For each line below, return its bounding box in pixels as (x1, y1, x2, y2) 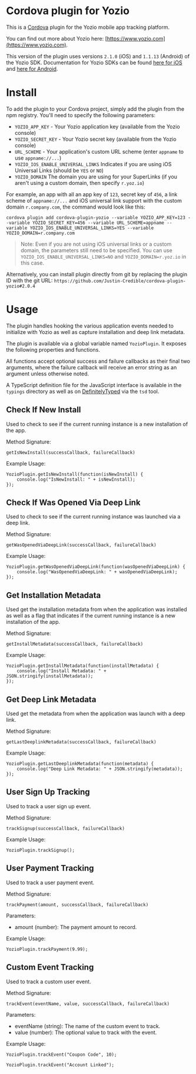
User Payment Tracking (6, 863, 94, 873)
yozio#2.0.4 (6, 283, 35, 289)
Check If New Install (6, 405, 81, 415)
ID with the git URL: (6, 277, 53, 284)
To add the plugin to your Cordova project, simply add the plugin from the (6, 105, 184, 113)
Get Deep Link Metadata (6, 694, 97, 705)
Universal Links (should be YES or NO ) (14, 167, 104, 174)
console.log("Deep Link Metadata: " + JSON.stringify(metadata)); (16, 766, 183, 772)
